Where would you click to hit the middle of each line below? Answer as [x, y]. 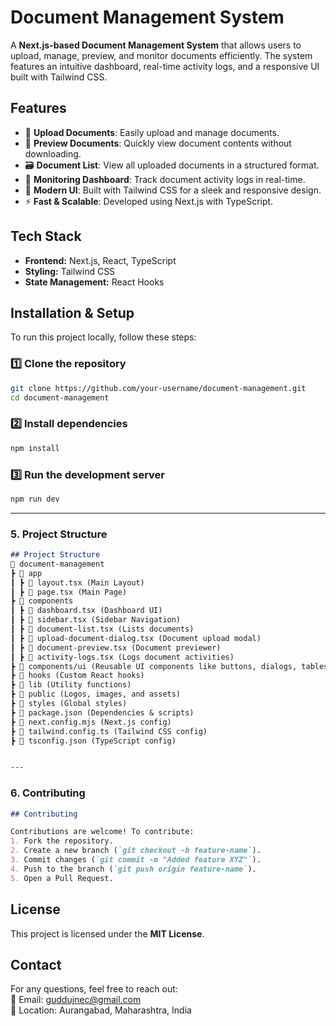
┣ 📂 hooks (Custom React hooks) [77, 676]
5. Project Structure [59, 534]
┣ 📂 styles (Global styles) [69, 704]
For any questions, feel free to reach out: [94, 989]
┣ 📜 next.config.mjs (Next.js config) [91, 722]
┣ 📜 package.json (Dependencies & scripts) [102, 712]
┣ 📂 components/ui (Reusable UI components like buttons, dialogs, [154, 666]
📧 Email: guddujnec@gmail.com [76, 1000]
